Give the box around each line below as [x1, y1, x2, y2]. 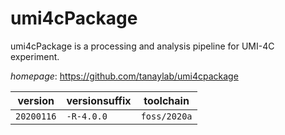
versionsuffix [66, 93, 132, 107]
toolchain [143, 93, 190, 107]
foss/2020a [140, 110, 193, 122]
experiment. [10, 50, 60, 62]
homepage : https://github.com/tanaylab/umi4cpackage [10, 70, 239, 82]
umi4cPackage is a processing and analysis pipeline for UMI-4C [10, 40, 275, 52]
